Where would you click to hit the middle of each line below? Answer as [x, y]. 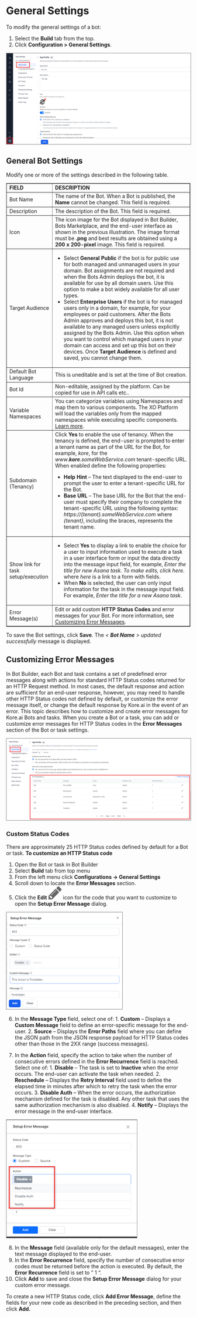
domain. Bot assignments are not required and [119, 270]
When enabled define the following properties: [110, 466]
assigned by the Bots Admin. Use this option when [124, 333]
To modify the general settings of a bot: [53, 27]
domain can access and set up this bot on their [120, 346]
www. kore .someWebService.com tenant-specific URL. [121, 459]
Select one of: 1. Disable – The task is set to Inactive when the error [96, 1068]
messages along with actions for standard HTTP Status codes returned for [96, 680]
